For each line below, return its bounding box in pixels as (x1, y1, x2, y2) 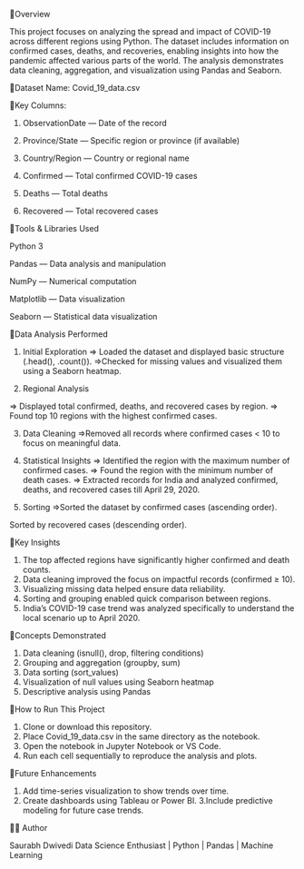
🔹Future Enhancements (9, 768, 97, 778)
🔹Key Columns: (9, 100, 66, 111)
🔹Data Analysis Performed (9, 329, 108, 340)
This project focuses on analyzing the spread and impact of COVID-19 (9, 26, 271, 36)
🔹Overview (9, 9, 51, 19)
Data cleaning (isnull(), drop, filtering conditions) (22, 647, 204, 658)
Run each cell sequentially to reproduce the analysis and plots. (22, 750, 258, 761)
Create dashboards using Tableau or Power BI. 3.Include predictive (22, 795, 274, 805)
